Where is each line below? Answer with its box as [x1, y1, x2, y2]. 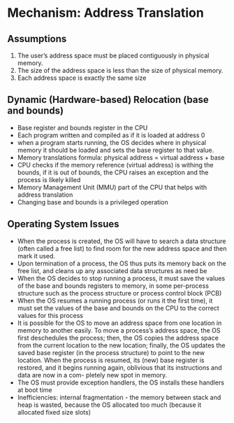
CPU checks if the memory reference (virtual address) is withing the [17, 160, 214, 169]
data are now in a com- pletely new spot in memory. [17, 370, 168, 379]
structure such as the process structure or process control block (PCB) [17, 289, 222, 297]
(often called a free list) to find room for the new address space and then [17, 244, 227, 253]
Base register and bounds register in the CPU [17, 123, 148, 132]
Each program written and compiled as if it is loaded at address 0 [17, 131, 205, 139]
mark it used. [17, 251, 56, 260]
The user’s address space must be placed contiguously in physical [17, 51, 210, 60]
